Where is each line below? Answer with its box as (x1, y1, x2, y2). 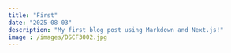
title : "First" (8, 11, 58, 19)
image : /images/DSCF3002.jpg (8, 33, 108, 41)
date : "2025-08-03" (8, 19, 73, 26)
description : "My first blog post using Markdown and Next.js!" (8, 26, 224, 34)
